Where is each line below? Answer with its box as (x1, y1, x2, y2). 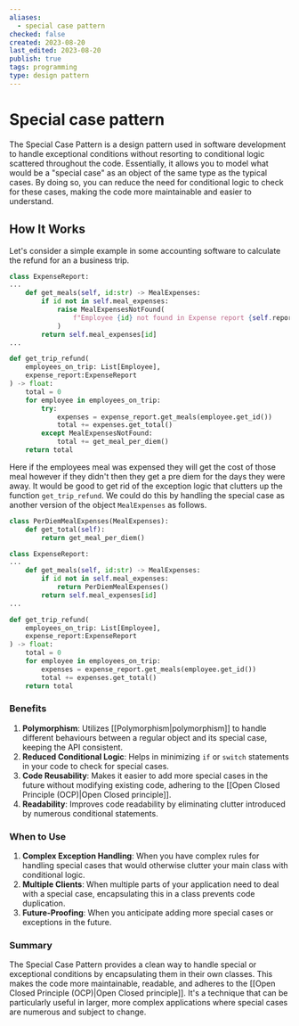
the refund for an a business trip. (9, 255, 130, 266)
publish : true (9, 54, 62, 63)
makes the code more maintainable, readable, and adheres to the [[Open (9, 978, 276, 989)
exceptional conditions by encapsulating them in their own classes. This (9, 969, 273, 980)
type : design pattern (9, 71, 90, 80)
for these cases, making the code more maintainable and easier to (9, 186, 252, 197)
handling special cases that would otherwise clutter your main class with (21, 860, 289, 871)
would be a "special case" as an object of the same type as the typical (9, 167, 268, 178)
